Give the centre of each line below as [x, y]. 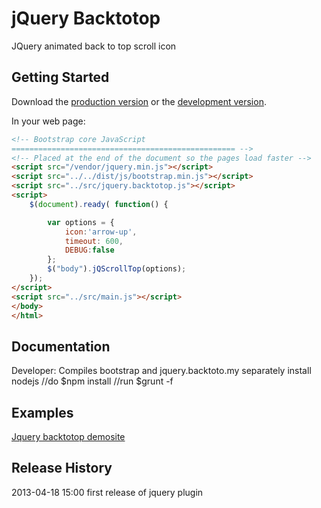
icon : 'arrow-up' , [101, 232]
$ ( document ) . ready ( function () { [99, 204]
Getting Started [60, 77]
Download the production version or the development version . [139, 101]
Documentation [61, 346]
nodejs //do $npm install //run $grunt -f [92, 381]
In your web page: [48, 121]
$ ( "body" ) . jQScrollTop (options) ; [117, 269]
